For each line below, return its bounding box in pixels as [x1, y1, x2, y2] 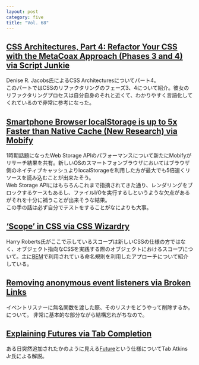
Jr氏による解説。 [6, 353, 48, 360]
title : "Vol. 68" [6, 20, 49, 26]
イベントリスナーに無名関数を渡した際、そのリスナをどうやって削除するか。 [6, 304, 194, 311]
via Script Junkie [6, 60, 70, 70]
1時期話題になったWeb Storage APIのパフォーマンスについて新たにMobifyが [6, 152, 192, 159]
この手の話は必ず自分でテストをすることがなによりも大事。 [6, 204, 152, 211]
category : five [6, 14, 44, 20]
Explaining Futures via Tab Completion [6, 329, 152, 339]
